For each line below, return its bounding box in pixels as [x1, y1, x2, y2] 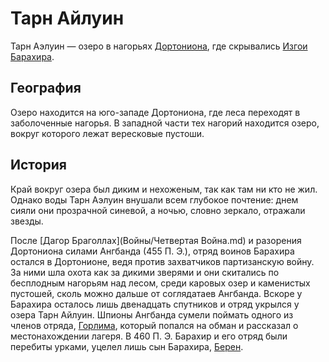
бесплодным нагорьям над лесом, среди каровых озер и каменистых [10, 277, 311, 289]
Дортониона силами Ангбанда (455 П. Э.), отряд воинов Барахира [10, 245, 295, 257]
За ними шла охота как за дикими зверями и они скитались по [10, 266, 280, 278]
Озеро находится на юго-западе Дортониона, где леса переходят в [10, 106, 301, 118]
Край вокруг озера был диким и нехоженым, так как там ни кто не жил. [10, 183, 318, 195]
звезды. [10, 215, 44, 227]
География [10, 80, 82, 97]
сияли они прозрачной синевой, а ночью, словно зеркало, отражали [10, 204, 306, 216]
